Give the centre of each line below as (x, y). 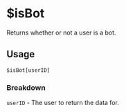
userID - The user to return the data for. (63, 103)
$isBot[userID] (28, 70)
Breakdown (26, 87)
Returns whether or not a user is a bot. (61, 32)
